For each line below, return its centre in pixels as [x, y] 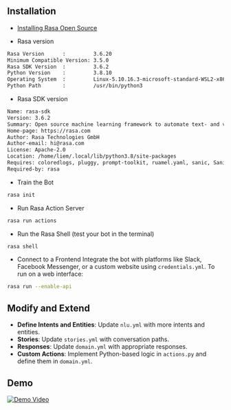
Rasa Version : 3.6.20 [59, 54]
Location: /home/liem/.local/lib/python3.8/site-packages [92, 157]
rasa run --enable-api [40, 287]
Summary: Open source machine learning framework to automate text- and [113, 124]
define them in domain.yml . [55, 361]
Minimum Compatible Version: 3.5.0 [58, 60]
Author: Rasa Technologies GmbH [53, 137]
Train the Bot [35, 182]
